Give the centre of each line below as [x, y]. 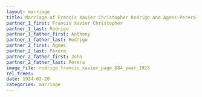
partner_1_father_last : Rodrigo [47, 40]
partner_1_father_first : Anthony [48, 34]
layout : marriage [28, 12]
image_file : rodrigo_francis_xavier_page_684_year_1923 [78, 68]
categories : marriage [34, 85]
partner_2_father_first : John [44, 57]
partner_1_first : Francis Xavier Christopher [64, 23]
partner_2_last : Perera [36, 51]
